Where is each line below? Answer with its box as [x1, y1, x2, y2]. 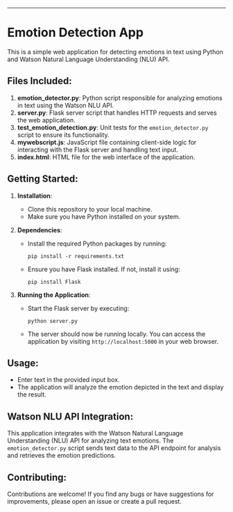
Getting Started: [7, 173, 78, 185]
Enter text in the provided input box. [17, 376, 120, 384]
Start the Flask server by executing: [27, 304, 130, 312]
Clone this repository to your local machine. [27, 205, 153, 213]
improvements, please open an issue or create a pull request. [7, 497, 182, 505]
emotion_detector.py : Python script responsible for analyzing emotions [17, 93, 223, 102]
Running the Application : [17, 290, 91, 299]
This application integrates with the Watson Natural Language [7, 429, 184, 438]
